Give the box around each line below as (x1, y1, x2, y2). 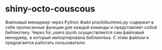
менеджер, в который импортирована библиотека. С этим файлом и (5, 35, 149, 40)
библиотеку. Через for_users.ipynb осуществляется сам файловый (5, 29, 144, 35)
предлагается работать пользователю (5, 39, 86, 45)
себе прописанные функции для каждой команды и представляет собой (5, 24, 158, 30)
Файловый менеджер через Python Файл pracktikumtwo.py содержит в (5, 19, 154, 25)
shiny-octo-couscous (5, 3, 95, 14)
